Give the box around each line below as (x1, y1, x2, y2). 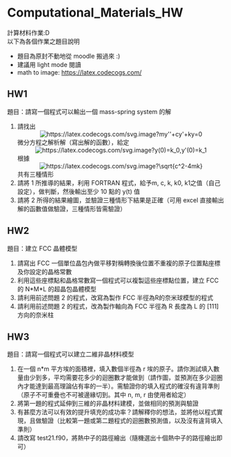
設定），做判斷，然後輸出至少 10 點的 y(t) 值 (17, 187, 140, 195)
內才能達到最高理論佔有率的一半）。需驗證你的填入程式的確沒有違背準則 (17, 382, 220, 391)
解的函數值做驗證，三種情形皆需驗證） (17, 204, 126, 213)
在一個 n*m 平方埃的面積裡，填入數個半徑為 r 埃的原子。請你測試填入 (17, 364, 214, 373)
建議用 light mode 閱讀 (17, 60, 81, 68)
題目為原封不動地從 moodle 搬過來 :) (17, 52, 121, 60)
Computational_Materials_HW (7, 5, 184, 21)
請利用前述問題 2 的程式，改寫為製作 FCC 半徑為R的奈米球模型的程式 (17, 293, 214, 302)
